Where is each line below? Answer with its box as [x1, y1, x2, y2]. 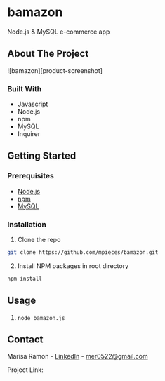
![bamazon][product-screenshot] [7, 66, 103, 74]
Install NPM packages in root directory [17, 261, 129, 270]
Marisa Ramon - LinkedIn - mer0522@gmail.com [7, 352, 149, 361]
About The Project [7, 48, 89, 60]
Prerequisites [7, 171, 54, 181]
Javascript [17, 100, 48, 109]
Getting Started [7, 150, 77, 162]
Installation [7, 219, 47, 229]
